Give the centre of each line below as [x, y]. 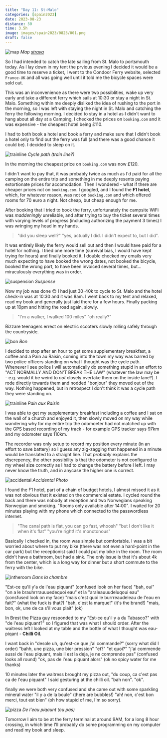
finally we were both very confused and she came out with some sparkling [82, 689]
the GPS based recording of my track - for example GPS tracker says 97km [82, 429]
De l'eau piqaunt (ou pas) [49, 710]
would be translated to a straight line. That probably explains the [71, 454]
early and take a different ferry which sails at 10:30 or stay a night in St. [78, 97]
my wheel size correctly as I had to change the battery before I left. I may [80, 465]
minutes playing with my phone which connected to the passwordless [77, 511]
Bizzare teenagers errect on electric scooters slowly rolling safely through [81, 326]
